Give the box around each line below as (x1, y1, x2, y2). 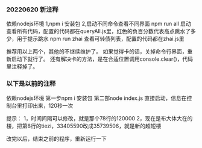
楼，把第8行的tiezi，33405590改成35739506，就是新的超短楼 (6, 122, 162, 129)
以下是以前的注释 (6, 79, 56, 88)
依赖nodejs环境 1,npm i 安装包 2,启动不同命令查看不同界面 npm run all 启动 (6, 20, 192, 28)
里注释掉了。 (6, 63, 38, 70)
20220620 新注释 (6, 5, 58, 13)
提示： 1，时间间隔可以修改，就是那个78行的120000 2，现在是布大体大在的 (6, 114, 193, 122)
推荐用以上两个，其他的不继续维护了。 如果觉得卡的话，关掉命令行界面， (6, 48, 188, 55)
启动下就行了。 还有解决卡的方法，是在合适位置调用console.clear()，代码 (11, 55, 194, 63)
